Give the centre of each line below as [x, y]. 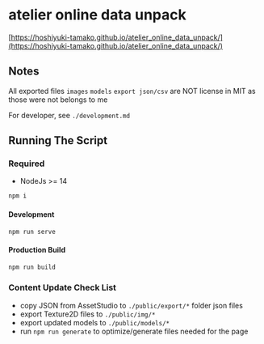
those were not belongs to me [58, 100]
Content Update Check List [63, 287]
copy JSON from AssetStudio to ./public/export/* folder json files [132, 305]
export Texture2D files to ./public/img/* [88, 314]
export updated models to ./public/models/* [95, 322]
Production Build [37, 249]
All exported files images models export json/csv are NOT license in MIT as [132, 91]
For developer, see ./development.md [69, 115]
